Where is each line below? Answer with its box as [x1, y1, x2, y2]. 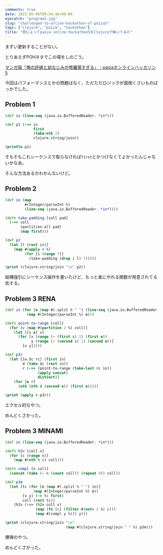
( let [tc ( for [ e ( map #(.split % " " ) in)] [9, 484, 101, 489]
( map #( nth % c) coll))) [14, 458, 64, 462]
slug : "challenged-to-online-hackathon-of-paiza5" [5, 20, 110, 26]
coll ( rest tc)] [22, 498, 55, 503]
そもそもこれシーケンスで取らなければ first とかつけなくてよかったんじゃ [5, 154, 152, 160]
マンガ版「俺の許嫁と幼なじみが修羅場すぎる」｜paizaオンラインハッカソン [5, 64, 156, 70]
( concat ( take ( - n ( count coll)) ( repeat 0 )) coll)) [9, 471, 120, 476]
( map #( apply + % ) [14, 247, 51, 252]
